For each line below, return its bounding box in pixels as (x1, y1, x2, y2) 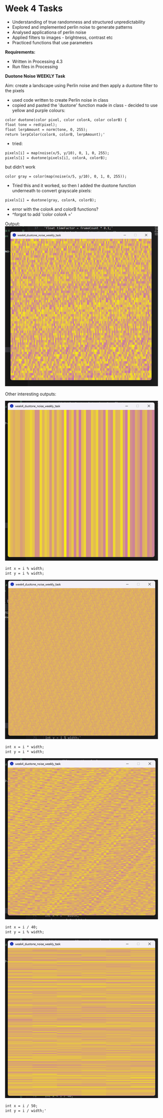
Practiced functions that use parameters (12, 39, 93, 45)
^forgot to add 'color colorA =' (12, 211, 73, 217)
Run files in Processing (12, 64, 58, 70)
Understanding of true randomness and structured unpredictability (12, 19, 146, 25)
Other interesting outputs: (5, 391, 57, 397)
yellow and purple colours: (12, 107, 65, 113)
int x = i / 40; (5, 925, 38, 930)
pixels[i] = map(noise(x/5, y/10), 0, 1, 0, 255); (5, 150, 110, 156)
